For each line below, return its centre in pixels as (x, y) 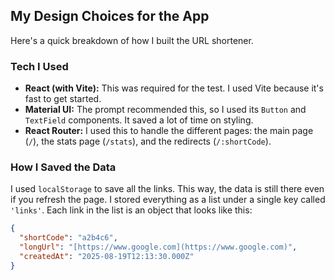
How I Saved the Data (63, 167)
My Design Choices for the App (110, 16)
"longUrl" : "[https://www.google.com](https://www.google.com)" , (158, 247)
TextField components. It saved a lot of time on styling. (139, 120)
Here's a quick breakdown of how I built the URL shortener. (132, 40)
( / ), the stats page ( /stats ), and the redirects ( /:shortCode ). (148, 141)
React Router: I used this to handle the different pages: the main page (169, 131)
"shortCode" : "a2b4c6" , (68, 238)
